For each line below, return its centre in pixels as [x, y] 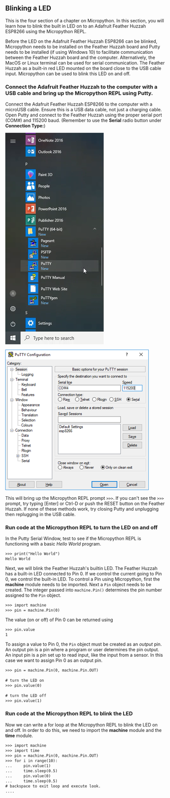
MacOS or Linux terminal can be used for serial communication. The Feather [85, 62]
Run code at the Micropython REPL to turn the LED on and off [82, 528]
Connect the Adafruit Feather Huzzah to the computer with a [81, 87]
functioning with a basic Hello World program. [53, 544]
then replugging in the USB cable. [41, 515]
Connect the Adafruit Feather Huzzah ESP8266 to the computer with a [79, 104]
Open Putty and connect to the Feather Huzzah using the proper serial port [84, 115]
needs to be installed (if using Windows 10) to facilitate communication [79, 52]
